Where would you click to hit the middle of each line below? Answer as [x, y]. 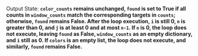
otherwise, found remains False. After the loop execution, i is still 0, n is [96, 21]
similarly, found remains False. [44, 46]
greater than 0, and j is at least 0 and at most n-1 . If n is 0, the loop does [96, 27]
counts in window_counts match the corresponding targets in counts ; [91, 15]
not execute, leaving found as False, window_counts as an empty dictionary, [99, 34]
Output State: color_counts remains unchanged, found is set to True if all [96, 9]
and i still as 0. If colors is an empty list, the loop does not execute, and [96, 40]
